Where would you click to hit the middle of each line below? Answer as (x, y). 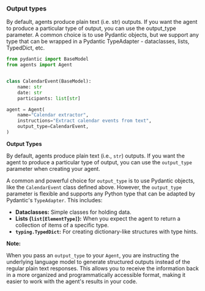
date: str (30, 93)
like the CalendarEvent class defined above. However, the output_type (94, 187)
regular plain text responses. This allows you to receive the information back (102, 268)
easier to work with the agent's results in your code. (72, 281)
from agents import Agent (39, 65)
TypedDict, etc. (26, 48)
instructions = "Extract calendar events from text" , (84, 121)
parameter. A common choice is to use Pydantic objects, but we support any (102, 35)
